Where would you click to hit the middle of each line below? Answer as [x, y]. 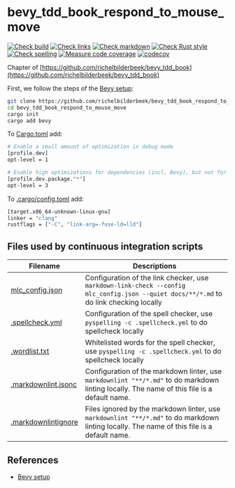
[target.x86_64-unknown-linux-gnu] [59, 211]
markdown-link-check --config [135, 286]
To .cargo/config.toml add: [45, 199]
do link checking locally [123, 303]
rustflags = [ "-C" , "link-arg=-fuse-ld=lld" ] [74, 224]
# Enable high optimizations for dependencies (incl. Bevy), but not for [117, 173]
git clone [22, 101]
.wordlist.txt [30, 352]
